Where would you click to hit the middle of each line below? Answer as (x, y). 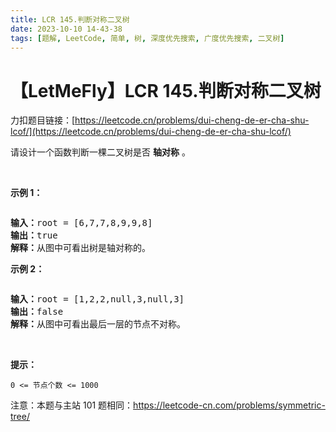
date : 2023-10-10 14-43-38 (66, 29)
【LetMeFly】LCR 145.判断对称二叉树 (166, 90)
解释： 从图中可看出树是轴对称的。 (80, 248)
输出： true (34, 235)
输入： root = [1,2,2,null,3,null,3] (97, 299)
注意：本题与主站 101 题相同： (72, 405)
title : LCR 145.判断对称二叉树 (70, 19)
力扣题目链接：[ (43, 120)
